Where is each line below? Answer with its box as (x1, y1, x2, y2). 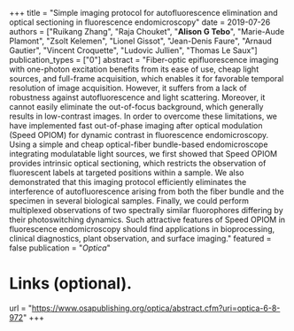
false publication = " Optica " (9, 242, 111, 253)
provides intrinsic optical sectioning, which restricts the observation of (9, 158, 267, 168)
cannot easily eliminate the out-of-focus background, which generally (9, 102, 264, 112)
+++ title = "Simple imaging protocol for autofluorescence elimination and (9, 8, 278, 18)
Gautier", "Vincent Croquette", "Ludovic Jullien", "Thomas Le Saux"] (9, 45, 259, 56)
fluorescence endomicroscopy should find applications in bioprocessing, (9, 224, 275, 234)
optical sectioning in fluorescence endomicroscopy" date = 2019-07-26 (9, 17, 271, 27)
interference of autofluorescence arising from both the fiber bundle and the (9, 186, 285, 196)
